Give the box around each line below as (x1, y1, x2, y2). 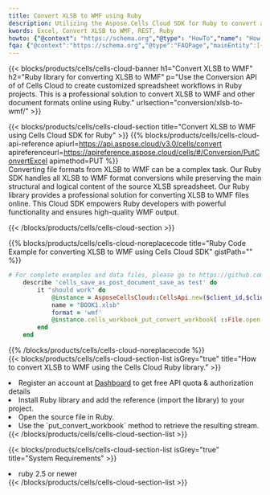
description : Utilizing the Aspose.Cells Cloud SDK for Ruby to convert (8, 19, 257, 27)
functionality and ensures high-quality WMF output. (8, 207, 179, 217)
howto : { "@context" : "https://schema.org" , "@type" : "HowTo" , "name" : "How (8, 34, 261, 43)
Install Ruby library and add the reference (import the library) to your (18, 395, 245, 404)
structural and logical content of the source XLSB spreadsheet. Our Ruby (8, 182, 250, 191)
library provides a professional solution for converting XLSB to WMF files (8, 190, 249, 200)
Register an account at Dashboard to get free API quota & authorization (18, 378, 254, 387)
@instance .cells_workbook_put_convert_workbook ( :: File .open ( (51, 316, 264, 324)
